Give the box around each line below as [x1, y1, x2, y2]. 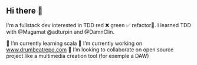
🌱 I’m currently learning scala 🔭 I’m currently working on [6, 40, 143, 47]
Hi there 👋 [6, 6, 43, 16]
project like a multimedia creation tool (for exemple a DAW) [6, 52, 149, 59]
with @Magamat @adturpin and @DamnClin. [6, 28, 115, 35]
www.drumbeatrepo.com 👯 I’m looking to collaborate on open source [6, 45, 174, 53]
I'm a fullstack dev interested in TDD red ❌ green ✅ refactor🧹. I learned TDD [6, 21, 192, 28]
